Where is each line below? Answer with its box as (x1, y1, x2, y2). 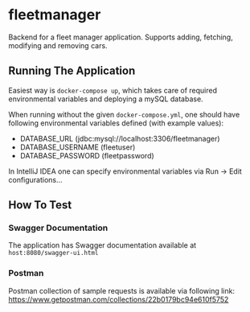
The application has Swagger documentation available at (8, 240, 197, 250)
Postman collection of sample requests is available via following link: (8, 285, 236, 295)
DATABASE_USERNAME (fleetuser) (19, 142, 136, 152)
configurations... (8, 174, 63, 184)
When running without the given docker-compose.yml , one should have (8, 109, 240, 119)
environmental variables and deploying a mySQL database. (8, 94, 203, 104)
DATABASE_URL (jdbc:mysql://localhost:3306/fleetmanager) (19, 133, 220, 143)
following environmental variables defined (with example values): (8, 118, 223, 128)
